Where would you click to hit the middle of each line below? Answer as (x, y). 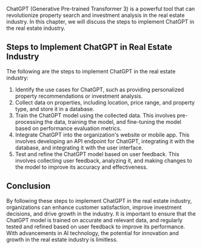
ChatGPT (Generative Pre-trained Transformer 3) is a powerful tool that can (101, 9)
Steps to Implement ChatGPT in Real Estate (89, 47)
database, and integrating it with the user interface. (79, 148)
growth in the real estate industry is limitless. (62, 239)
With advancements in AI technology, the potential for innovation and (93, 233)
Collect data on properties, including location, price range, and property (105, 102)
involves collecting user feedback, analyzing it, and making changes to (103, 160)
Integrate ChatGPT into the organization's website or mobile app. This (102, 135)
